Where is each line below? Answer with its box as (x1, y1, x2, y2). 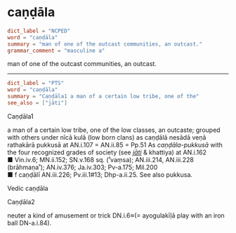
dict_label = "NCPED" (7, 27, 71, 34)
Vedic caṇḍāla (7, 184, 48, 192)
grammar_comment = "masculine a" (7, 47, 105, 54)
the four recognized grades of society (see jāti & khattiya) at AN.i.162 (7, 148, 207, 157)
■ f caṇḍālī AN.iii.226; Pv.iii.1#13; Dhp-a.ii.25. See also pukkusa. (7, 170, 193, 179)
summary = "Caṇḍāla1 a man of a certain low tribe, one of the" (7, 93, 199, 100)
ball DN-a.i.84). (7, 218, 52, 227)
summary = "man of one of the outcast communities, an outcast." (7, 40, 202, 48)
